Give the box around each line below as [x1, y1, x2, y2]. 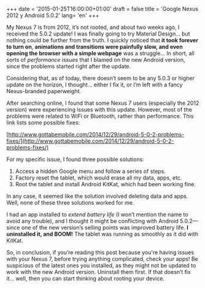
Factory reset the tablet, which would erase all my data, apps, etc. [15, 174, 182, 181]
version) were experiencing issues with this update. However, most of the [6, 106, 192, 113]
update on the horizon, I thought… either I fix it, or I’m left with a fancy [6, 81, 183, 88]
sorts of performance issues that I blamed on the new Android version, [6, 56, 185, 63]
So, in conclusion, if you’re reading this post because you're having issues [6, 249, 195, 256]
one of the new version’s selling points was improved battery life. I [21, 224, 188, 231]
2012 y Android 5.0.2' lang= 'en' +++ [6, 12, 99, 19]
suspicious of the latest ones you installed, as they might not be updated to [6, 262, 196, 269]
